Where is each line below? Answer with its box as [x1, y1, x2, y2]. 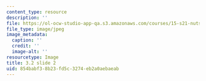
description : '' [6, 15, 48, 21]
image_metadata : [6, 32, 48, 38]
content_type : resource [6, 9, 67, 15]
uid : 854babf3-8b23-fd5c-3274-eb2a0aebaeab [6, 65, 120, 72]
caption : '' [12, 37, 43, 43]
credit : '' [12, 43, 40, 49]
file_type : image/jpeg [6, 26, 64, 32]
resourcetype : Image [6, 54, 59, 60]
